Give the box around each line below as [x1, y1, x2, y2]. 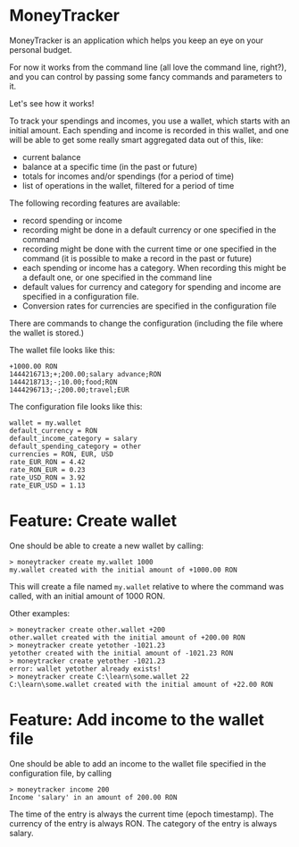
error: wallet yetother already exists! [9, 664, 162, 673]
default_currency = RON [9, 426, 98, 435]
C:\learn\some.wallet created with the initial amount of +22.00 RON [9, 680, 274, 689]
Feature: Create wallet [9, 511, 177, 531]
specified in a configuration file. [21, 291, 139, 301]
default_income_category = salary [9, 434, 138, 443]
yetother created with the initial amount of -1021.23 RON [9, 648, 234, 657]
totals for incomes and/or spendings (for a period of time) [21, 171, 235, 182]
